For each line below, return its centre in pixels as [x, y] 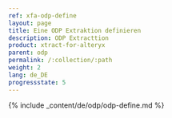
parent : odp [28, 53]
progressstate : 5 [37, 82]
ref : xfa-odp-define [43, 16]
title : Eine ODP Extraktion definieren [75, 30]
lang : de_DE [28, 75]
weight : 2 [25, 68]
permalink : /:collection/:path [60, 61]
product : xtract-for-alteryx [57, 45]
